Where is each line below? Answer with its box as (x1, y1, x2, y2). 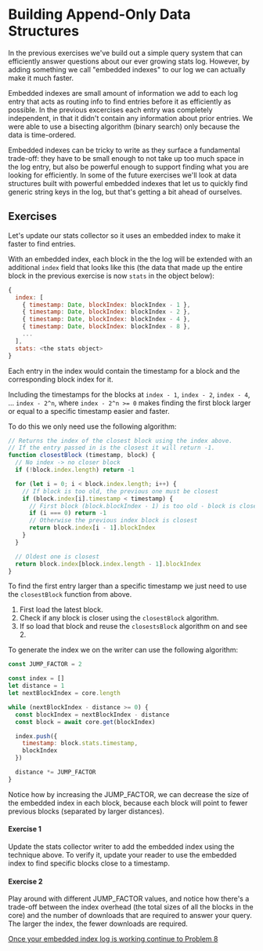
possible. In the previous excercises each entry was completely (8, 104, 213, 115)
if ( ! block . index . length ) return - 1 (15, 466, 135, 474)
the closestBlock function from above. (8, 590, 132, 599)
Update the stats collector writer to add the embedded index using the (8, 842, 235, 851)
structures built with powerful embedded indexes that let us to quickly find (8, 178, 248, 188)
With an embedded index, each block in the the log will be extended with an (8, 254, 253, 264)
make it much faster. (8, 73, 74, 82)
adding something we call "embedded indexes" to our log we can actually (8, 64, 246, 74)
